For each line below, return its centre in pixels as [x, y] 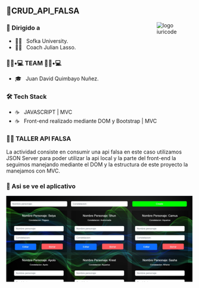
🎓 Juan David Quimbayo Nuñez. [57, 79]
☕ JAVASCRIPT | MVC [43, 112]
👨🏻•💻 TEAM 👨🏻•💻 [34, 63]
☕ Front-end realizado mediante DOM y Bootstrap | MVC [86, 121]
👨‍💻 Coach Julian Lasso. [45, 47]
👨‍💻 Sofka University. [41, 41]
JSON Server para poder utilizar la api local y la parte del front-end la [91, 158]
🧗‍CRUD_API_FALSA [43, 11]
